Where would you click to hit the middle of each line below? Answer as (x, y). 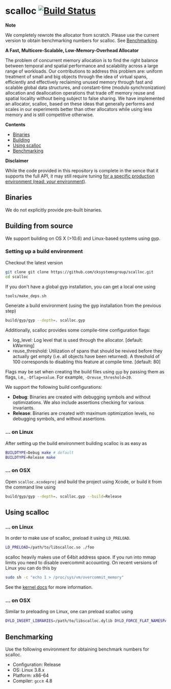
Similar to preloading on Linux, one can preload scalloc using (69, 612)
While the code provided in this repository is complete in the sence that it (82, 170)
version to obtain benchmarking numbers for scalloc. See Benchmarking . (82, 40)
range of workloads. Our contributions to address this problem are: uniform (84, 71)
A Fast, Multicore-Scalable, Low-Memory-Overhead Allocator (72, 50)
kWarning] (23, 346)
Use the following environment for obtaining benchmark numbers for (77, 649)
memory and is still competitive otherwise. (50, 115)
